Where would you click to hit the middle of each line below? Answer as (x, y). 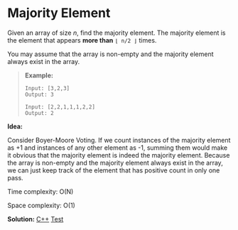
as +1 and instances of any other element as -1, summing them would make (118, 148)
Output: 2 (39, 113)
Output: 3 (39, 94)
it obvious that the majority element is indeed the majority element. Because (119, 155)
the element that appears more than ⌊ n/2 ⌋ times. (82, 40)
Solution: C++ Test (36, 219)
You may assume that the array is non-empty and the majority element (111, 54)
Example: (39, 75)
